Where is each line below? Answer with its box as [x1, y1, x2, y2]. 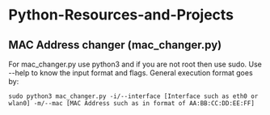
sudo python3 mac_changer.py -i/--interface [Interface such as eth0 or [8, 92, 259, 100]
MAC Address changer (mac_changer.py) [8, 38, 222, 52]
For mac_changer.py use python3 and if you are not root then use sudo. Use [8, 59, 263, 69]
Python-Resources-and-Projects [8, 6, 234, 24]
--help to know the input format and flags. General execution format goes [8, 68, 253, 78]
